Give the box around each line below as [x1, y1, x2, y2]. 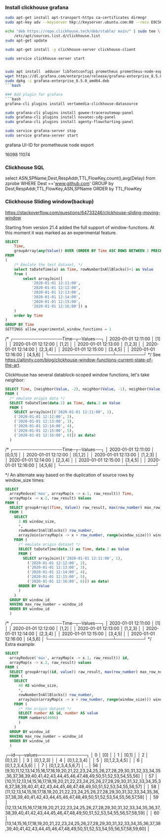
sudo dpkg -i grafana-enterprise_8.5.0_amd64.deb [5, 78, 110, 83]
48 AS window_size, [18, 683, 58, 688]
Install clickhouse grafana [5, 4, 69, 11]
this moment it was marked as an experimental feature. [5, 230, 117, 236]
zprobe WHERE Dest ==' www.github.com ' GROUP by [5, 181, 114, 187]
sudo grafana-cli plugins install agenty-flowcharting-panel [5, 120, 134, 125]
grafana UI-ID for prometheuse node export [5, 142, 94, 148]
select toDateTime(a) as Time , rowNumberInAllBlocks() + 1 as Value [14, 267, 154, 272]
